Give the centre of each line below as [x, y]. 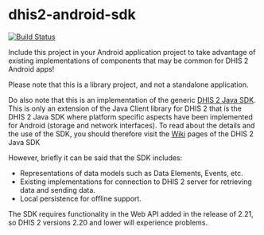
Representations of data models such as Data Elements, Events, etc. [132, 173]
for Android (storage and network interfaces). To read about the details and [132, 125]
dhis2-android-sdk [72, 15]
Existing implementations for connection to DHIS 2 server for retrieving [136, 182]
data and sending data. [57, 190]
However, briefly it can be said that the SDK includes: [95, 158]
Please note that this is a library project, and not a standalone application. [128, 84]
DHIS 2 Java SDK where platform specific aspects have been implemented [130, 116]
